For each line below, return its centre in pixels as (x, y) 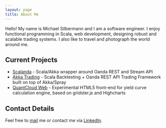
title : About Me (22, 14)
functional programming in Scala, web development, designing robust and (81, 34)
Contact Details (30, 108)
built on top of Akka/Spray (39, 82)
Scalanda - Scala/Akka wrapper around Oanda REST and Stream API (83, 72)
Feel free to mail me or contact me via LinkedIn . (54, 121)
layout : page (19, 10)
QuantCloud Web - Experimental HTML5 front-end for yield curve (79, 88)
